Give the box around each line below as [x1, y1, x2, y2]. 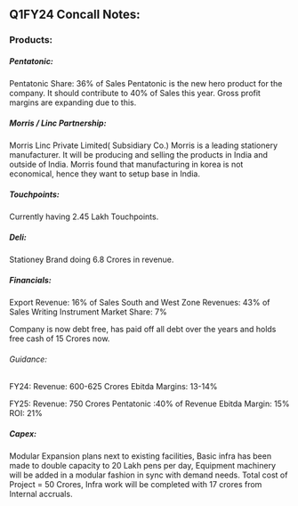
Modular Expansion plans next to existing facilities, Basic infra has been [9, 451, 272, 461]
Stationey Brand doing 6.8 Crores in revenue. [9, 254, 174, 265]
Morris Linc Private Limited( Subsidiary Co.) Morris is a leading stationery [9, 140, 278, 151]
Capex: [9, 428, 37, 439]
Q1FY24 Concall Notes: [9, 7, 141, 22]
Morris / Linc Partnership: [9, 118, 107, 128]
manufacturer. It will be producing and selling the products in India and [9, 150, 269, 160]
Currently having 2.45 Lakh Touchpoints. [9, 211, 159, 222]
